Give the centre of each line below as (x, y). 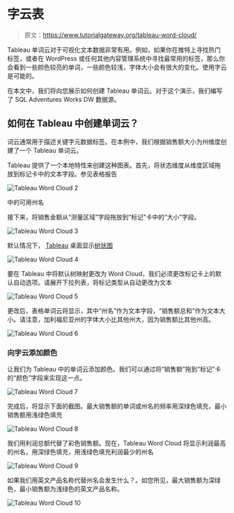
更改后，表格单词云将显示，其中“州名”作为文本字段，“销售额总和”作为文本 (113, 310)
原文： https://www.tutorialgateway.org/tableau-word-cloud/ (110, 35)
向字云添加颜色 (32, 353)
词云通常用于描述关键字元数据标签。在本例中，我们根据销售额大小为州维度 (114, 141)
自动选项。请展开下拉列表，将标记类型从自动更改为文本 (92, 282)
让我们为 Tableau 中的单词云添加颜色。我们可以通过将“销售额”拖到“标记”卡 (114, 369)
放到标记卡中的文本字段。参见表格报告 (62, 174)
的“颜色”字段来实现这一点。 (47, 378)
